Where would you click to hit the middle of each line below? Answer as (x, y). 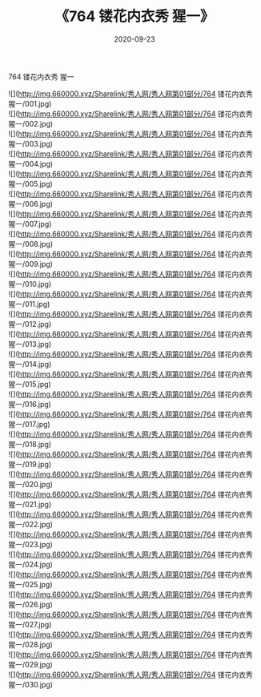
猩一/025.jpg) (31, 584)
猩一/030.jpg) (31, 684)
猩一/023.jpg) (31, 544)
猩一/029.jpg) (31, 664)
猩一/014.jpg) (30, 364)
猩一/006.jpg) (31, 203)
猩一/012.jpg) (30, 324)
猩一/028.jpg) (31, 644)
